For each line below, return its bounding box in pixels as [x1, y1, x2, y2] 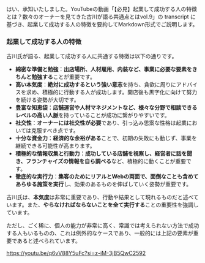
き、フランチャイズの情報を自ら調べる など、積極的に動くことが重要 [15, 158, 187, 165]
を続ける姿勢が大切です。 [15, 96, 80, 104]
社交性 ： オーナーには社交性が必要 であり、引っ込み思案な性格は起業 [15, 119, 187, 127]
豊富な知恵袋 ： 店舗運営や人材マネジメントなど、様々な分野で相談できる [15, 104, 198, 112]
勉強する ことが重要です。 [31, 73, 96, 81]
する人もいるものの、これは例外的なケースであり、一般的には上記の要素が [6, 229, 194, 237]
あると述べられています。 [17, 237, 81, 245]
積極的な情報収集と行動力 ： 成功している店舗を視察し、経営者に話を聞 [15, 150, 193, 158]
